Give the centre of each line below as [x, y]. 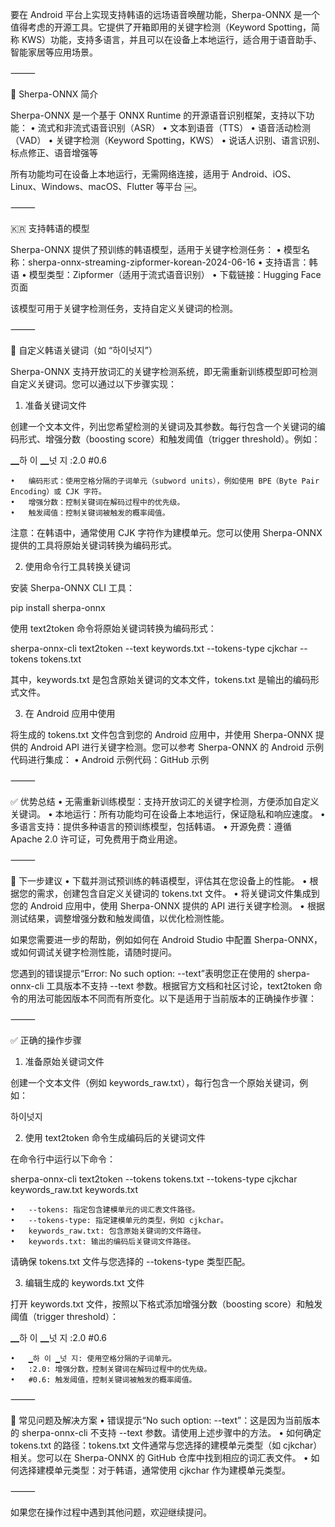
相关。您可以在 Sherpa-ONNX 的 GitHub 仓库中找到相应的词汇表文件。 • [159, 1457]
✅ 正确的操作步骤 [46, 1040]
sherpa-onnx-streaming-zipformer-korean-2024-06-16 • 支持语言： [168, 262]
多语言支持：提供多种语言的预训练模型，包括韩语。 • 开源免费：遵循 [151, 826]
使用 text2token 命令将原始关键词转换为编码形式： [113, 628]
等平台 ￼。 [179, 186]
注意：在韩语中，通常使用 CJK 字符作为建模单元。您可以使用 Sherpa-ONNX [166, 532]
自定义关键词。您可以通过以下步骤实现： [93, 384]
